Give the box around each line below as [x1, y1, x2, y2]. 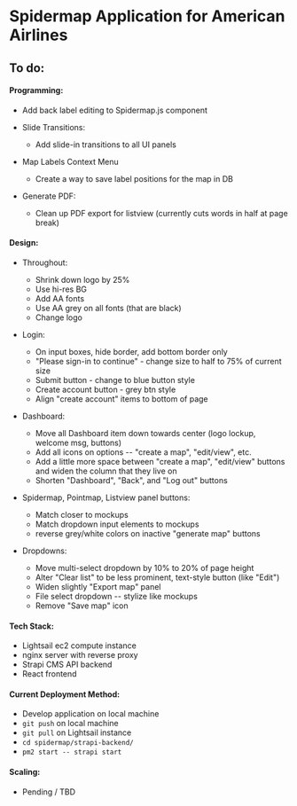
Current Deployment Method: [9, 689, 121, 700]
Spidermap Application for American [9, 6, 285, 27]
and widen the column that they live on [35, 466, 177, 476]
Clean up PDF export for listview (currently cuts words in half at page [35, 207, 288, 218]
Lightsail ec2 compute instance [21, 640, 137, 651]
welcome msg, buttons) [35, 437, 122, 448]
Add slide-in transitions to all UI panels [35, 139, 177, 150]
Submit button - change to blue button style [35, 374, 195, 385]
